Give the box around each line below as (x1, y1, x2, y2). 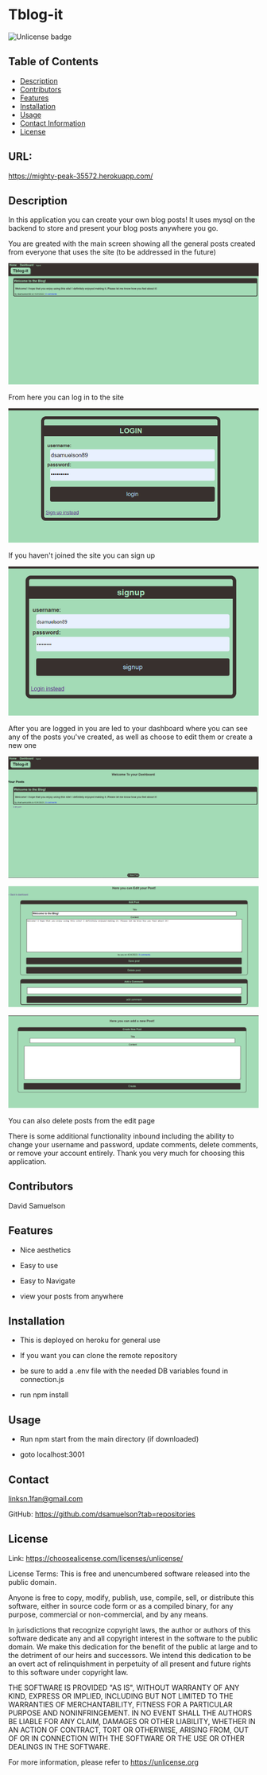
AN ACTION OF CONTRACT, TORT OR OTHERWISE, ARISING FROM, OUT (8, 1725, 249, 1734)
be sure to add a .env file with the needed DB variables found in (19, 1366, 229, 1376)
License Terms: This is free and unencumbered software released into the (8, 1569, 250, 1578)
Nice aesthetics (19, 1245, 72, 1255)
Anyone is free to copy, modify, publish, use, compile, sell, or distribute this (8, 1593, 254, 1602)
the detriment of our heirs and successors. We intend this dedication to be (8, 1650, 252, 1660)
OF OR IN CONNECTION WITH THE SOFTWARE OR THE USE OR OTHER (8, 1733, 245, 1743)
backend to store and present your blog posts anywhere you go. (8, 224, 219, 233)
